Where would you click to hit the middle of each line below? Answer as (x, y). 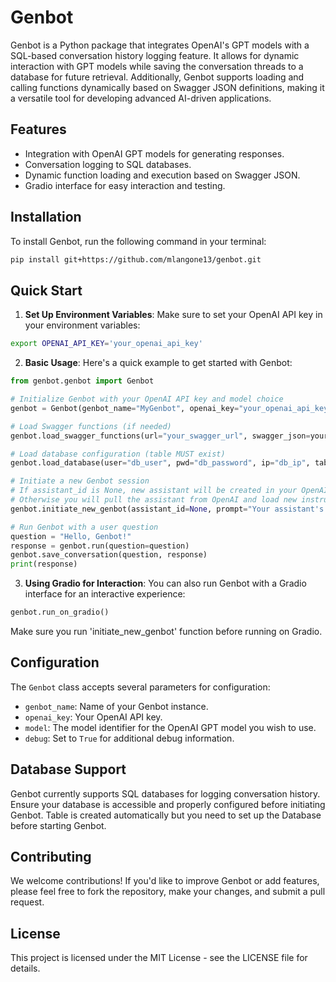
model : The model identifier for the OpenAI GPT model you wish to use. (170, 727)
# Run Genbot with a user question (84, 527)
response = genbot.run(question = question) (100, 546)
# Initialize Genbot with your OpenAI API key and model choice (147, 399)
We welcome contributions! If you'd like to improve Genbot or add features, (165, 881)
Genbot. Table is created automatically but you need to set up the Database (166, 815)
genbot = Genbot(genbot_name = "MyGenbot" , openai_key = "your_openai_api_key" (171, 408)
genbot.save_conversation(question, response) (109, 555)
